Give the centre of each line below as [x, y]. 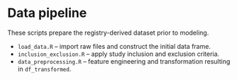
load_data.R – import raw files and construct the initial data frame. [114, 46]
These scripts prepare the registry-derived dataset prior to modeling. [108, 33]
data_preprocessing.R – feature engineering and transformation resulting [124, 61]
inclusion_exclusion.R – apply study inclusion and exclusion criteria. [118, 54]
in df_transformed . [44, 69]
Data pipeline [47, 13]
